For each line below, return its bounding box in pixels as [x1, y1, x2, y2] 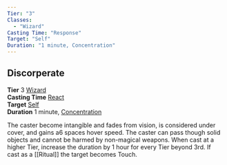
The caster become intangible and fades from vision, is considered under [7, 121, 216, 129]
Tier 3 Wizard [7, 85, 47, 93]
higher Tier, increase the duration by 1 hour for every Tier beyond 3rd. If [7, 142, 212, 151]
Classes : [7, 16, 32, 23]
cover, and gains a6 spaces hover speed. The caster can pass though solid [7, 128, 221, 136]
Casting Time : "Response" [7, 29, 81, 36]
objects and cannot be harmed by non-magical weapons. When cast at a [7, 135, 215, 144]
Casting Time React [7, 93, 64, 101]
